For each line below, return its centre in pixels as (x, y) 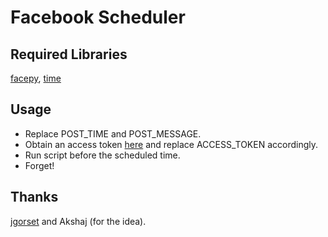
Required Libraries (69, 54)
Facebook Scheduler (98, 17)
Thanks (34, 197)
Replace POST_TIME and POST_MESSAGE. (113, 133)
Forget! (39, 165)
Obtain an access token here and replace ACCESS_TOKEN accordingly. (171, 144)
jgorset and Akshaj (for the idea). (78, 221)
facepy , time (36, 78)
